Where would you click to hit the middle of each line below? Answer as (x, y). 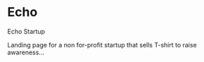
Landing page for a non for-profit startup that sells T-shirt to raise (102, 45)
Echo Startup (26, 31)
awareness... (26, 52)
